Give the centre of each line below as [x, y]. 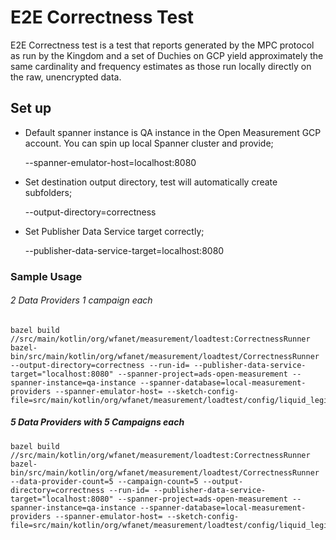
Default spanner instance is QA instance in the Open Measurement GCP [173, 132]
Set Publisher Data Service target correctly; [114, 231]
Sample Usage [46, 276]
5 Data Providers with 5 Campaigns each [97, 422]
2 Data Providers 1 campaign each [81, 300]
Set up [31, 108]
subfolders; [48, 192]
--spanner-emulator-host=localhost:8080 [110, 162]
